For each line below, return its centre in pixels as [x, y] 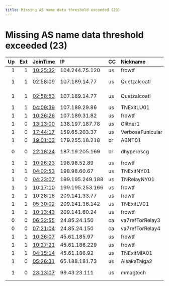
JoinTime [44, 62]
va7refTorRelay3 [141, 220]
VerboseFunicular [141, 132]
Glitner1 [130, 124]
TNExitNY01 [135, 171]
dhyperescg [135, 151]
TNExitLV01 [135, 204]
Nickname [133, 62]
